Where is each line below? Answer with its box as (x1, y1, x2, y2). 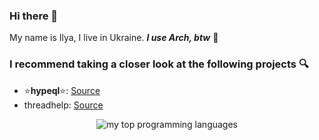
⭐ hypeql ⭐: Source (23, 84, 101, 96)
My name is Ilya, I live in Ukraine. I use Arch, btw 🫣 (9, 32, 219, 44)
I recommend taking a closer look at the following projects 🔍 (9, 57, 309, 71)
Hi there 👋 (9, 9, 59, 23)
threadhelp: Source (23, 99, 104, 111)
